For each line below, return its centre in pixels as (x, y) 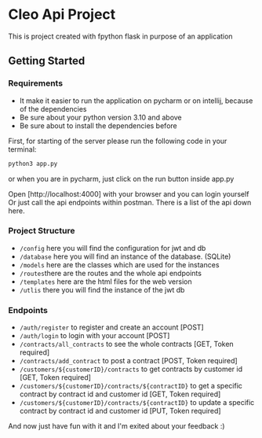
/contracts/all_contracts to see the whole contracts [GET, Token (126, 344)
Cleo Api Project (62, 15)
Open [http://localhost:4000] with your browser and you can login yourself (129, 193)
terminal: (22, 149)
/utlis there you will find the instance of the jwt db (102, 289)
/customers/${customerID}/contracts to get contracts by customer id (131, 369)
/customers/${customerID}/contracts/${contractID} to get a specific (131, 386)
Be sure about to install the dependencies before (98, 125)
